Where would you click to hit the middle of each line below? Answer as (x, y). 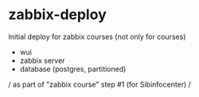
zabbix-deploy (57, 15)
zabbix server (42, 60)
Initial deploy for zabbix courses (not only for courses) (97, 37)
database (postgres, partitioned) (73, 68)
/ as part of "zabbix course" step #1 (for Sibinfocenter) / (99, 84)
